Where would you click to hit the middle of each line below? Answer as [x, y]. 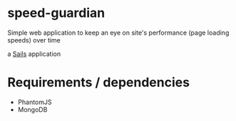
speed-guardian [56, 13]
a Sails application [34, 54]
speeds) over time [34, 40]
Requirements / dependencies [99, 82]
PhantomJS [35, 102]
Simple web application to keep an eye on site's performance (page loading [118, 33]
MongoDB [32, 109]
